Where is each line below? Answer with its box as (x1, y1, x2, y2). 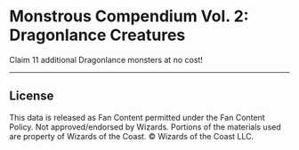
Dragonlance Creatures (9, 25, 186, 45)
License (9, 89, 54, 104)
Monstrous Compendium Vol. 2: (9, 6, 249, 27)
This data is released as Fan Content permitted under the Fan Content (9, 112, 265, 122)
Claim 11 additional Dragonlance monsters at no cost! (9, 54, 203, 65)
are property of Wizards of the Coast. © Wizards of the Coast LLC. (9, 130, 255, 141)
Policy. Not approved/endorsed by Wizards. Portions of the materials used (9, 122, 282, 132)
